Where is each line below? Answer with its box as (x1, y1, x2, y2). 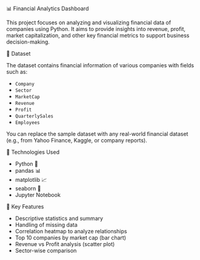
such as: (6, 68, 28, 75)
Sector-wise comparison (15, 247, 77, 254)
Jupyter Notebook (15, 192, 61, 198)
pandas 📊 (15, 167, 41, 174)
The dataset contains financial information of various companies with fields (6, 62, 195, 68)
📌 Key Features (6, 203, 44, 210)
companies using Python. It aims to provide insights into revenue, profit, (6, 25, 186, 32)
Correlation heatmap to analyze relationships (15, 228, 127, 235)
